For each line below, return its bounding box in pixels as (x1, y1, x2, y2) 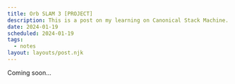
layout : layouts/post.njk (7, 50, 83, 57)
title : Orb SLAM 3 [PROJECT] (7, 10, 93, 17)
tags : (7, 36, 23, 43)
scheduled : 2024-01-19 (7, 29, 74, 37)
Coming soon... (7, 68, 52, 77)
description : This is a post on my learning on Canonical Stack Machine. (7, 17, 229, 24)
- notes (13, 43, 37, 50)
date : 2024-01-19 (7, 23, 59, 30)
